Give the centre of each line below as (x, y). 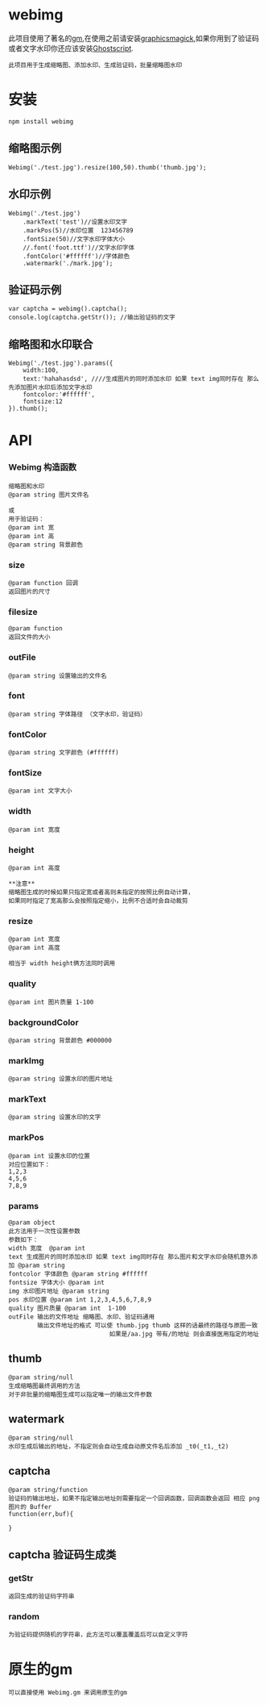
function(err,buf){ (41, 1514)
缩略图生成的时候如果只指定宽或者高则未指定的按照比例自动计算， (101, 892)
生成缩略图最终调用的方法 (44, 1385)
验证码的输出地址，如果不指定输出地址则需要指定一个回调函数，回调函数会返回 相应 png (134, 1498)
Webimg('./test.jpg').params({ (61, 364)
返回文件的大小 (29, 637)
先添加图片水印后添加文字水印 (50, 388)
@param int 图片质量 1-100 (51, 1002)
